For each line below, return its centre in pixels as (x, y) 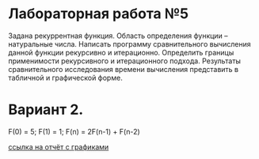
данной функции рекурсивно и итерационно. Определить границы (121, 52)
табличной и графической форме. (65, 78)
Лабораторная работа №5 (99, 14)
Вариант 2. (46, 110)
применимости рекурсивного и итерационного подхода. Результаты (125, 61)
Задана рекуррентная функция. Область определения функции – (118, 36)
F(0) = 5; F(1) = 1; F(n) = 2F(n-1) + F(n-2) (74, 131)
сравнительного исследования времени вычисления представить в (124, 69)
